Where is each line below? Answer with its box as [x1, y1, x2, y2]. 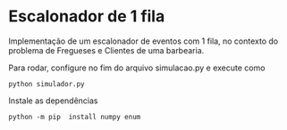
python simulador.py [8, 79, 86, 88]
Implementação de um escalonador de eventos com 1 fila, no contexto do [8, 36, 279, 46]
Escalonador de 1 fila [8, 6, 165, 27]
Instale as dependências [8, 95, 98, 106]
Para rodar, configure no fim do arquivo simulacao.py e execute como [8, 62, 266, 73]
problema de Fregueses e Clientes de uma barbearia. [8, 45, 205, 55]
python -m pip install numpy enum [8, 112, 141, 121]
